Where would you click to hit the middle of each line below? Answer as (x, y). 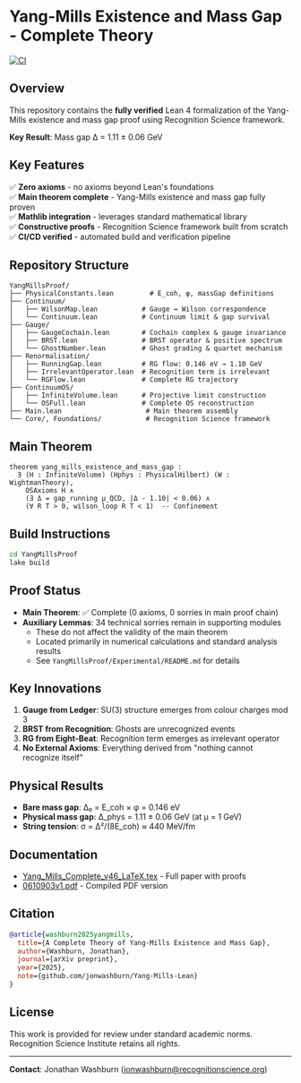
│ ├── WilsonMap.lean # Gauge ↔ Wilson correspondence (138, 309)
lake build (30, 563)
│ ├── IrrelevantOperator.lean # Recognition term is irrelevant (140, 372)
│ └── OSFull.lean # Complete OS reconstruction (132, 404)
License (32, 1013)
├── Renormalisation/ (50, 357)
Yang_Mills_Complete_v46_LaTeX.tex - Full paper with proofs (134, 876)
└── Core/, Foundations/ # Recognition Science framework (140, 419)
